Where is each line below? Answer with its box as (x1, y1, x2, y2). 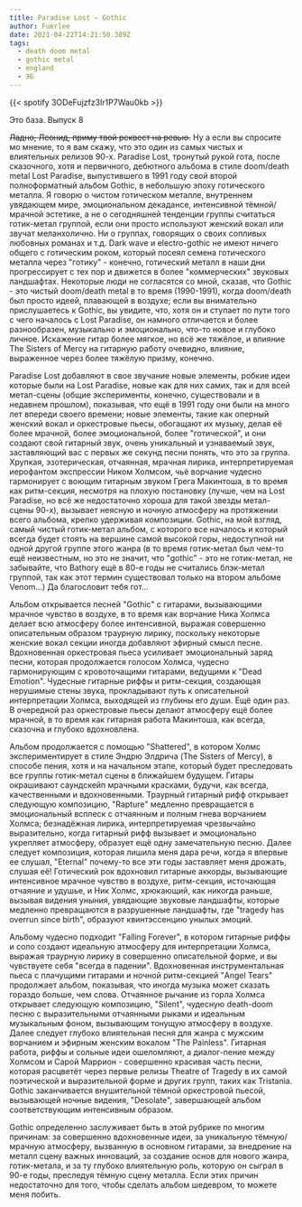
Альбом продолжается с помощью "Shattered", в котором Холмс (9, 741, 261, 752)
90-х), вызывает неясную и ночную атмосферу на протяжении (35, 504, 279, 515)
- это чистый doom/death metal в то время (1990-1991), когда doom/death (9, 285, 292, 296)
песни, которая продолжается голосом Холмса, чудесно (9, 656, 230, 667)
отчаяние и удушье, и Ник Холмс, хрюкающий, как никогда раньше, (9, 884, 273, 895)
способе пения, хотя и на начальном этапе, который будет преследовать (9, 760, 293, 771)
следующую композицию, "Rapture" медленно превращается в (9, 799, 254, 809)
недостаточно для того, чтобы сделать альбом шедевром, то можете (9, 1179, 278, 1190)
